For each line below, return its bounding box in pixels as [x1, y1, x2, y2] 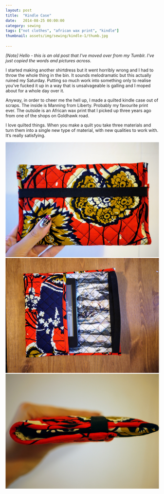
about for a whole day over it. [5, 88, 65, 93]
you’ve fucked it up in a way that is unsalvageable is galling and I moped [5, 83, 151, 88]
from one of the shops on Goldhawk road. [5, 112, 90, 119]
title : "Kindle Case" [5, 13, 52, 18]
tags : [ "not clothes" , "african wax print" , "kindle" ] [5, 28, 119, 34]
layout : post [5, 8, 32, 13]
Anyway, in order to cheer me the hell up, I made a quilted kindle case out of [5, 97, 159, 103]
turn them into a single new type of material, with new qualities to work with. [5, 127, 159, 133]
